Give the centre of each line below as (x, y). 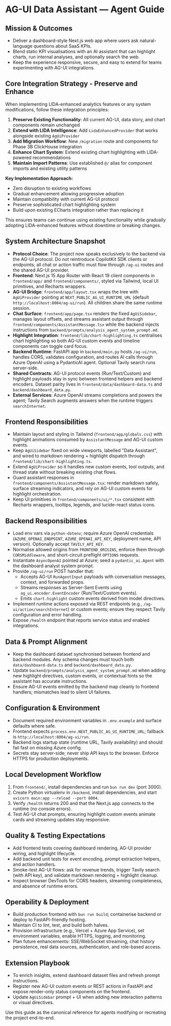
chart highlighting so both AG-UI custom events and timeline (76, 341)
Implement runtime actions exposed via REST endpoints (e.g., (78, 604)
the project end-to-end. (30, 1018)
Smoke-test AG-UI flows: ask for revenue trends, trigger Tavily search (86, 869)
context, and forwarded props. (52, 582)
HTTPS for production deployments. (51, 759)
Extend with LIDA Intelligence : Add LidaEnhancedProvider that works (85, 130)
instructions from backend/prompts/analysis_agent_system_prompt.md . (86, 330)
